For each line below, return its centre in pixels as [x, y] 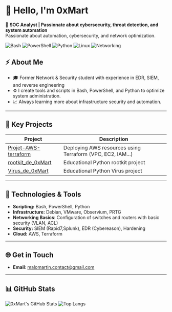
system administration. [37, 96]
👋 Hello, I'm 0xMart [47, 11]
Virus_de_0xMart [28, 170]
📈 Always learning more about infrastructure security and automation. [87, 102]
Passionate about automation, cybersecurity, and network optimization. [81, 35]
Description [114, 139]
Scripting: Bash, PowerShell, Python [51, 207]
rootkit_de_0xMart [30, 162]
